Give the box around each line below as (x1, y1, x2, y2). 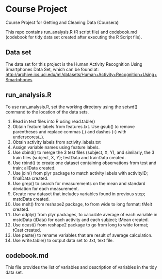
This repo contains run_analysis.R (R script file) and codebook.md (5, 29, 137, 35)
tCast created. (12, 227, 41, 233)
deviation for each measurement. (12, 186, 79, 191)
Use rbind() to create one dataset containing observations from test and (12, 160, 157, 166)
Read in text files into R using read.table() (12, 118, 95, 124)
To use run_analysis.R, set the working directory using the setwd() (5, 104, 138, 110)
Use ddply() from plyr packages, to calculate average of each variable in (12, 211, 158, 217)
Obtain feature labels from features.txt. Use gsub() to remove (12, 123, 135, 130)
